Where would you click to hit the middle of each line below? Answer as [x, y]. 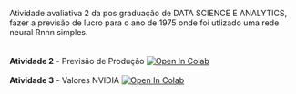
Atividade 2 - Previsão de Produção [77, 61]
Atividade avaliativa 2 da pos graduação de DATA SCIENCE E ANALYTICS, [148, 13]
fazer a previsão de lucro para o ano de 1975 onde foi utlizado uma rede [144, 23]
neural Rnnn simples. [49, 32]
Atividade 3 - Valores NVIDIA [65, 80]
